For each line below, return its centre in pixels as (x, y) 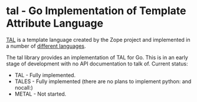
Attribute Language (55, 23)
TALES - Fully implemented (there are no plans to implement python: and (103, 81)
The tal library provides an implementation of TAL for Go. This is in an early (97, 57)
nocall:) (24, 87)
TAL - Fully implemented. (45, 75)
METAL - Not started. (40, 94)
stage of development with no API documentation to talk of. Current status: (97, 64)
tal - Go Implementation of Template (96, 11)
